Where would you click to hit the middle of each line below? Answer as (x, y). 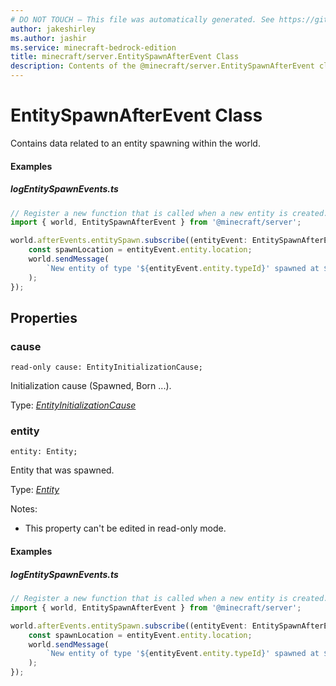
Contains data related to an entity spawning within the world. (135, 143)
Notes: (24, 509)
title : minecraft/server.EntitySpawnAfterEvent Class (125, 57)
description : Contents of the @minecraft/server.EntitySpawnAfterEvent (162, 66)
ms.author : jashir (48, 38)
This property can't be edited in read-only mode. (125, 528)
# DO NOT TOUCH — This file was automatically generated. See (142, 19)
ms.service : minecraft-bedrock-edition (93, 47)
